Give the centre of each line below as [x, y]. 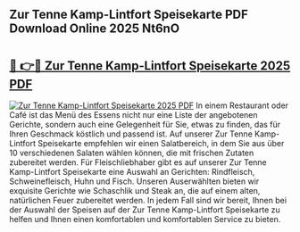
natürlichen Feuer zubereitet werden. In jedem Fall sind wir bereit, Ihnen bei [148, 200]
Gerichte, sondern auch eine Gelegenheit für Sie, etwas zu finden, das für [145, 124]
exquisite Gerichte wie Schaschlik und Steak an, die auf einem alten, [135, 191]
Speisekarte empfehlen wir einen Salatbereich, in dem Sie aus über [161, 143]
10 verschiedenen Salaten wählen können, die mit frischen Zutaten [132, 153]
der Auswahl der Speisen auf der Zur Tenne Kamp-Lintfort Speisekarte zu [145, 210]
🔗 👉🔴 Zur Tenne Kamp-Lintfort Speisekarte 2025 [150, 66]
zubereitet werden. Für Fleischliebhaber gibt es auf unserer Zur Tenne [138, 162]
